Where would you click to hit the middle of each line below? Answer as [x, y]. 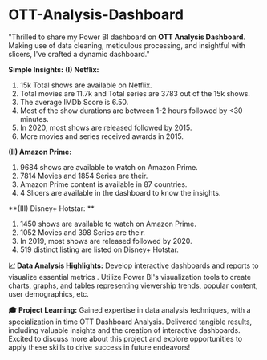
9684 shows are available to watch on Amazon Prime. [109, 167]
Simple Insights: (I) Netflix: [54, 69]
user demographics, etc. [49, 293]
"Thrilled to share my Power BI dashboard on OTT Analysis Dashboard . [127, 37]
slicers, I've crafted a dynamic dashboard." [79, 54]
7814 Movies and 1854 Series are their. [84, 176]
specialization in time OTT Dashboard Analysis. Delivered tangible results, [130, 322]
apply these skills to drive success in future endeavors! [99, 347]
